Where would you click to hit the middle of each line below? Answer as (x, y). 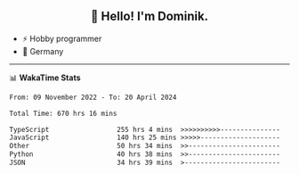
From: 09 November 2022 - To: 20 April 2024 (93, 97)
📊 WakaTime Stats (45, 78)
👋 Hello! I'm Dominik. (149, 17)
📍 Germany (43, 51)
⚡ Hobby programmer (62, 38)
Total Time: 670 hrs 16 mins (63, 113)
